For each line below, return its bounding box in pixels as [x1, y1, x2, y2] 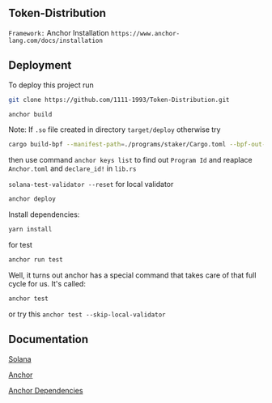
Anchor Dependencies [8, 385, 83, 395]
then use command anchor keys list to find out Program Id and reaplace [8, 155, 253, 165]
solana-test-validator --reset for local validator [8, 180, 174, 189]
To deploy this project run [8, 80, 95, 90]
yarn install [8, 226, 53, 234]
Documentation [8, 333, 89, 346]
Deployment [8, 58, 72, 72]
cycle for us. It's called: [8, 278, 87, 288]
